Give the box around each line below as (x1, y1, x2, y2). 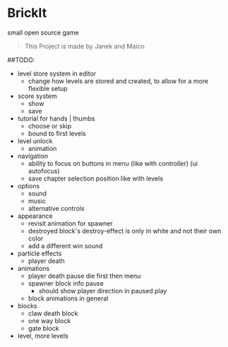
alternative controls (28, 204, 85, 212)
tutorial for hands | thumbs (17, 114, 95, 123)
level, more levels (17, 331, 68, 340)
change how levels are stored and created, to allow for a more (28, 76, 209, 85)
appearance (17, 212, 53, 220)
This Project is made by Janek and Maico (24, 42, 145, 50)
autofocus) (28, 166, 60, 175)
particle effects (17, 249, 62, 257)
